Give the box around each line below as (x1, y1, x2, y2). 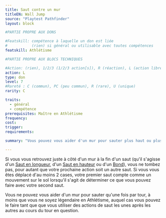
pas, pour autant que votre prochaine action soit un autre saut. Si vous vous (5, 166, 160, 172)
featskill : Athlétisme (5, 48, 52, 53)
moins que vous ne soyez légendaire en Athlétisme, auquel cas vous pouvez (5, 197, 161, 203)
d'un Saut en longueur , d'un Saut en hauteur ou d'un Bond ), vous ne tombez (5, 161, 161, 167)
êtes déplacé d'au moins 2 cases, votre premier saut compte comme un (5, 172, 152, 178)
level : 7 (5, 79, 23, 84)
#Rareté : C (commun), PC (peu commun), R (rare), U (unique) (5, 84, 136, 89)
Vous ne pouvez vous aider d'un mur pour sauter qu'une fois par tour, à (5, 191, 151, 197)
